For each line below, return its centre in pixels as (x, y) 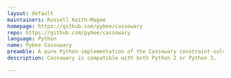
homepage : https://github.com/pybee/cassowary (75, 26)
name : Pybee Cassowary (40, 45)
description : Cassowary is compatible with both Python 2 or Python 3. (112, 58)
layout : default (30, 13)
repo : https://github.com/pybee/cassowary (69, 32)
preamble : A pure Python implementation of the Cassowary (92, 52)
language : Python (32, 39)
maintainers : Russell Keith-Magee (57, 20)
